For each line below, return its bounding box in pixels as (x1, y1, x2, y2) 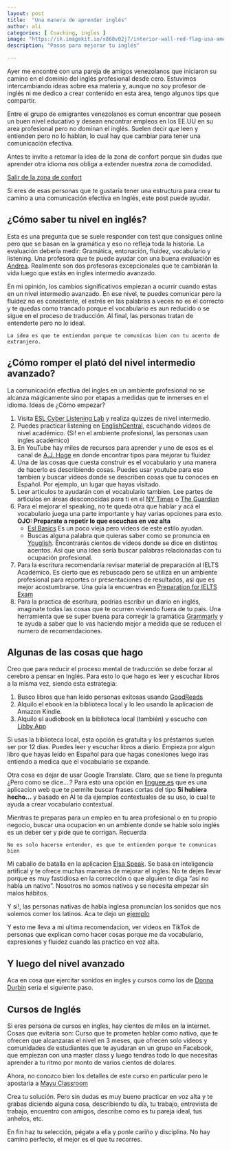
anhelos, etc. (7, 1115, 44, 1123)
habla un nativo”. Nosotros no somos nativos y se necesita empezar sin (7, 882, 209, 890)
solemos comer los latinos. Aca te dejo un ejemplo (7, 910, 150, 918)
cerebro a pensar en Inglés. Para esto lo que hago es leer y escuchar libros (7, 672, 220, 680)
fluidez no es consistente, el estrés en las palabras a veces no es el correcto (7, 297, 224, 305)
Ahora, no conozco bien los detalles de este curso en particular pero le (7, 1072, 208, 1080)
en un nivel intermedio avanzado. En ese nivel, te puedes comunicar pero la (7, 289, 222, 297)
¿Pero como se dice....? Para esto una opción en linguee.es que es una (7, 778, 208, 786)
